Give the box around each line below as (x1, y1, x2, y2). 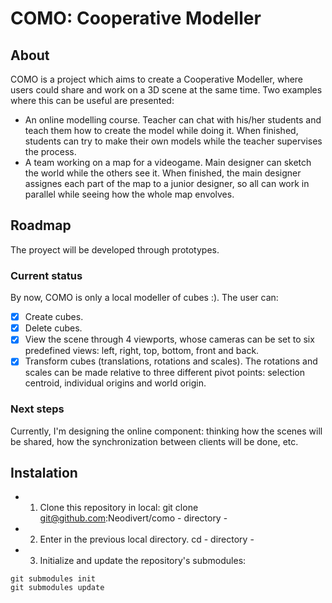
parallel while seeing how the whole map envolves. (24, 188, 235, 200)
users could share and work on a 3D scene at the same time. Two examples (10, 84, 323, 96)
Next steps (10, 402, 65, 416)
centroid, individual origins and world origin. (24, 377, 207, 389)
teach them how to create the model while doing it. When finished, (24, 125, 299, 136)
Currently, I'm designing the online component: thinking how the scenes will (10, 425, 323, 437)
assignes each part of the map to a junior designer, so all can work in (24, 178, 310, 189)
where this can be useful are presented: (10, 95, 175, 106)
